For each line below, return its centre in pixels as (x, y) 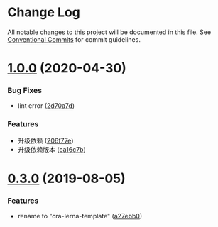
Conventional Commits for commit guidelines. (74, 39)
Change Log (44, 12)
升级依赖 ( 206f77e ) (45, 140)
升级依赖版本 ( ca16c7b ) (52, 149)
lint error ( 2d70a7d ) (46, 106)
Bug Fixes (25, 91)
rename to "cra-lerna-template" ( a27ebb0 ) (80, 216)
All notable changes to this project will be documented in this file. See (109, 32)
